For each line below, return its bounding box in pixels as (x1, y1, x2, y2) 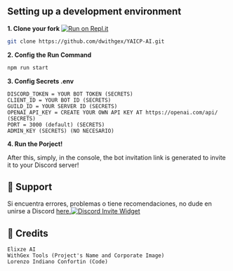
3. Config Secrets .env (7, 77, 74, 85)
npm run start (7, 64, 49, 71)
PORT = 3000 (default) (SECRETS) (7, 121, 105, 128)
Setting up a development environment (7, 6, 182, 18)
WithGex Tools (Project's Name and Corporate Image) (7, 252, 165, 259)
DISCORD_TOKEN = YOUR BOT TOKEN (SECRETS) (7, 91, 133, 98)
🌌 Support (7, 180, 53, 192)
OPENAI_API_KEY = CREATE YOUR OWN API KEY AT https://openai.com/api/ (7, 109, 218, 116)
